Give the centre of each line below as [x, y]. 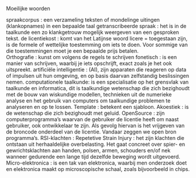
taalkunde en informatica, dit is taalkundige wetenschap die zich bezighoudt [98, 88]
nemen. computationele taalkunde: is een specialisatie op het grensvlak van [97, 82]
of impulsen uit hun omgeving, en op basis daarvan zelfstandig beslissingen [97, 76]
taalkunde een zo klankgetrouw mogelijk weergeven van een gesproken [93, 32]
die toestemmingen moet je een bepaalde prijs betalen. [72, 51]
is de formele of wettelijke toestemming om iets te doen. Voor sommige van [97, 44]
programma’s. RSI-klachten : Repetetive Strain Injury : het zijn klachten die [95, 138]
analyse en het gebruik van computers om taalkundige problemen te [88, 101]
